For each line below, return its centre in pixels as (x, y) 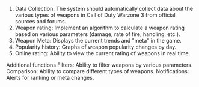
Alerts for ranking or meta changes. (50, 78)
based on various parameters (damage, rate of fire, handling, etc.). (97, 34)
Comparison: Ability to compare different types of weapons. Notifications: (98, 71)
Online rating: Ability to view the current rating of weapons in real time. (103, 53)
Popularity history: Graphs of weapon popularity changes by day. (96, 47)
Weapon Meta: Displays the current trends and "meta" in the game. (98, 40)
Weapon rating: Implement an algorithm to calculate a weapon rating (100, 28)
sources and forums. (41, 21)
